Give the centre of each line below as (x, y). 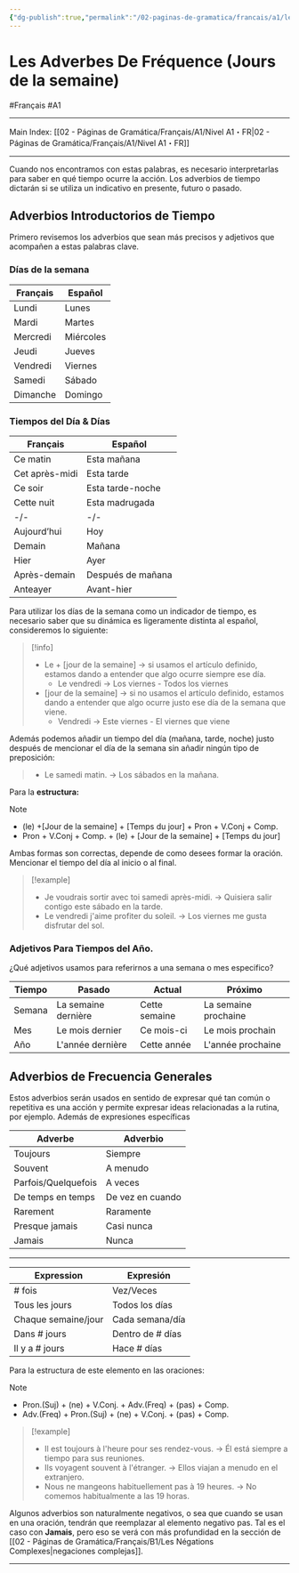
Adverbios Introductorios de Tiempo (112, 216)
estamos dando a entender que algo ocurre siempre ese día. (155, 674)
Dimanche (35, 394)
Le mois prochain (239, 1030)
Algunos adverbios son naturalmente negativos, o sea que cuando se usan (146, 1513)
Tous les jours (43, 1305)
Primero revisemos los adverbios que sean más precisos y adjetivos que (142, 238)
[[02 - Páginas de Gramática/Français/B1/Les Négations (112, 1542)
